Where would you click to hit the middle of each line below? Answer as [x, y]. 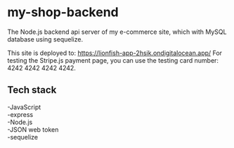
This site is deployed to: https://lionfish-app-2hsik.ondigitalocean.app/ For [115, 53]
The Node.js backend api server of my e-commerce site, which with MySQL [117, 32]
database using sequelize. [45, 39]
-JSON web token [33, 129]
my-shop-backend [63, 12]
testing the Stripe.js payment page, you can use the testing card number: [113, 60]
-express [20, 114]
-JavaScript [24, 107]
